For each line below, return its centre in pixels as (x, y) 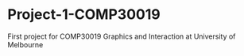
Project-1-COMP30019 (84, 15)
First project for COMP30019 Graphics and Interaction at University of (122, 36)
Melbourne (25, 44)
